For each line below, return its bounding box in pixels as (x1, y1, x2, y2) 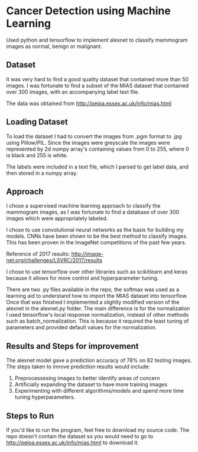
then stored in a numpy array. (6, 169, 78, 176)
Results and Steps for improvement (6, 341, 139, 351)
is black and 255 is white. (6, 151, 68, 158)
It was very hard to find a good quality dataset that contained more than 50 (6, 75, 189, 82)
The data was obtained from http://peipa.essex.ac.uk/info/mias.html (6, 100, 172, 107)
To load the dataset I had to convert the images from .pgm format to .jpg (6, 132, 182, 140)
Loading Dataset (6, 117, 68, 127)
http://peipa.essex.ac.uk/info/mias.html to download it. (6, 439, 139, 446)
